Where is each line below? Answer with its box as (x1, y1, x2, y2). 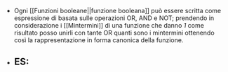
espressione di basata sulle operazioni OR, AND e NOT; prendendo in (13, 14, 215, 22)
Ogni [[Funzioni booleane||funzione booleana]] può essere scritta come (13, 7, 222, 15)
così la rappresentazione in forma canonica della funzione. (13, 36, 184, 44)
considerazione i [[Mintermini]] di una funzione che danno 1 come (13, 21, 205, 29)
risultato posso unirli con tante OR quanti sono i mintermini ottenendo (13, 28, 215, 37)
